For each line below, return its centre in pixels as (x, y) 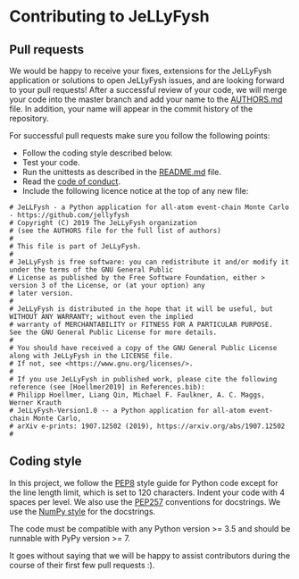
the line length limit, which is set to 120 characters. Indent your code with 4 (147, 492)
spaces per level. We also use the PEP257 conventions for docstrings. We (145, 501)
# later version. (42, 293)
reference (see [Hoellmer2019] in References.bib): (107, 387)
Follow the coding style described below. (97, 153)
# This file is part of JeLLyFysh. (75, 247)
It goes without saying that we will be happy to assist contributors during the (150, 555)
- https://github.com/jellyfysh (69, 215)
